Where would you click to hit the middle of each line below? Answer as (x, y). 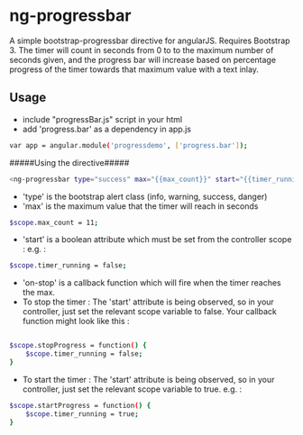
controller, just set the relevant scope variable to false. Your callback (150, 312)
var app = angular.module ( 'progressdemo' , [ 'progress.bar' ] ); (129, 145)
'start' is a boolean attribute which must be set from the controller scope (157, 240)
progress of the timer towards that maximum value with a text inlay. (134, 69)
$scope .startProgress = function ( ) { (80, 405)
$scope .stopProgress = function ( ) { (78, 346)
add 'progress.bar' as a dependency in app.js (107, 129)
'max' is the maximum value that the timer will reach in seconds (140, 206)
